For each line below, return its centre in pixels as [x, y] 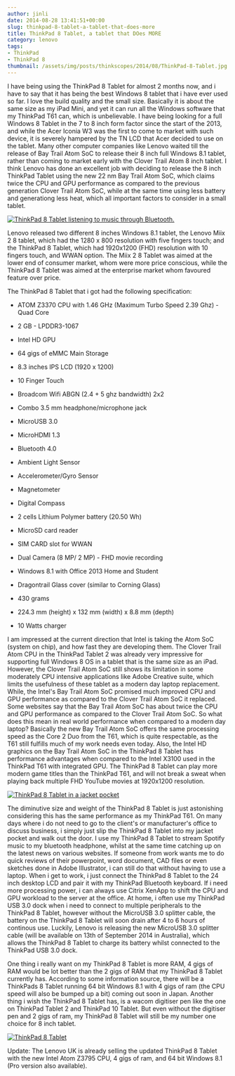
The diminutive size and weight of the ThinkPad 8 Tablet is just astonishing [115, 808]
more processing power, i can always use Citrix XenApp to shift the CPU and [118, 890]
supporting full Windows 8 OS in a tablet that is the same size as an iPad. [113, 661]
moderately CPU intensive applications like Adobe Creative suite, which [110, 676]
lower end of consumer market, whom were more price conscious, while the [117, 262]
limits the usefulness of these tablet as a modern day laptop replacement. [113, 684]
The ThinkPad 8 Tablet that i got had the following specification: [100, 291]
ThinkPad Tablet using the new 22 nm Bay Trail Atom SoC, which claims [111, 176]
